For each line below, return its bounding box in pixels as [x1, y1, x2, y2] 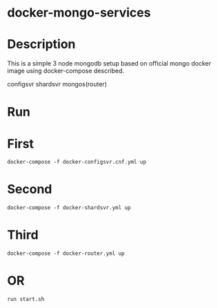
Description [7, 37, 76, 52]
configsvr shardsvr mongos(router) [7, 80, 107, 88]
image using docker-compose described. [7, 67, 125, 75]
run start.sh [7, 296, 45, 303]
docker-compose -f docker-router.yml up [7, 250, 126, 257]
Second [7, 182, 52, 198]
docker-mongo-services [7, 5, 151, 21]
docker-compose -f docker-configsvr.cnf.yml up [7, 159, 147, 166]
